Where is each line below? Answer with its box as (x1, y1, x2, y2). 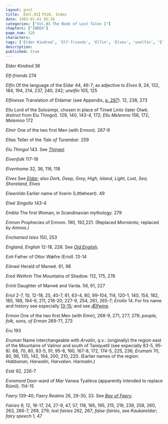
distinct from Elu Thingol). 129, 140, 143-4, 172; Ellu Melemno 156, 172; (5, 112, 150, 118)
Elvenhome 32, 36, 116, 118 (5, 166, 60, 172)
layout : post (5, 7, 33, 12)
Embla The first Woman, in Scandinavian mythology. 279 (5, 210, 122, 215)
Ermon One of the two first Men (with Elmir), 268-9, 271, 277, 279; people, (5, 312, 158, 318)
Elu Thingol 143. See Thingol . (5, 146, 66, 152)
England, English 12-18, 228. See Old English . (5, 244, 99, 250)
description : (5, 44, 33, 49)
